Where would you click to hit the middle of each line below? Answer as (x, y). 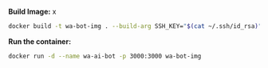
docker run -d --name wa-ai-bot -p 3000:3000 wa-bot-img (105, 56)
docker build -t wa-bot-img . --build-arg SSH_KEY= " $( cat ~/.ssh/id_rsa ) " (135, 26)
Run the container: (40, 41)
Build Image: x (32, 12)
